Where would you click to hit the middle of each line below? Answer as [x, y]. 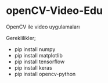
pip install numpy [35, 49]
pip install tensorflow [39, 62]
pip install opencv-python [45, 74]
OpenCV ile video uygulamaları [43, 27]
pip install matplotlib [38, 55]
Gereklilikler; [21, 38]
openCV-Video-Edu [54, 11]
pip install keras [33, 67]
